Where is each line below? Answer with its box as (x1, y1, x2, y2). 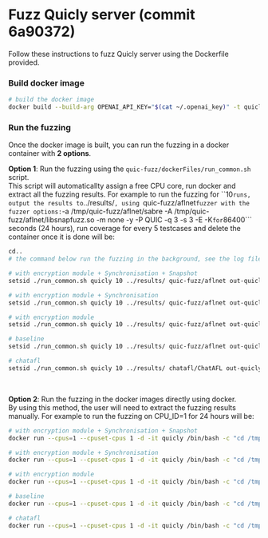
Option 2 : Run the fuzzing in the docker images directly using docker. (8, 394, 237, 404)
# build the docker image (8, 96, 94, 104)
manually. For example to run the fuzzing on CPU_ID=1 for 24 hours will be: (8, 411, 254, 420)
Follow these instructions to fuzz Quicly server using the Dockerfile (8, 49, 229, 58)
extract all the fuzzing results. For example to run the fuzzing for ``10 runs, (8, 189, 251, 199)
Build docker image (8, 78, 85, 89)
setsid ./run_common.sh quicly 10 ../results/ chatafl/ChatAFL (8, 364, 223, 373)
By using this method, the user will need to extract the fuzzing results (8, 402, 237, 412)
